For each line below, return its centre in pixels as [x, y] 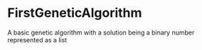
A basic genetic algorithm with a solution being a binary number [101, 32]
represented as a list [37, 39]
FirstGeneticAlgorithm [75, 13]
